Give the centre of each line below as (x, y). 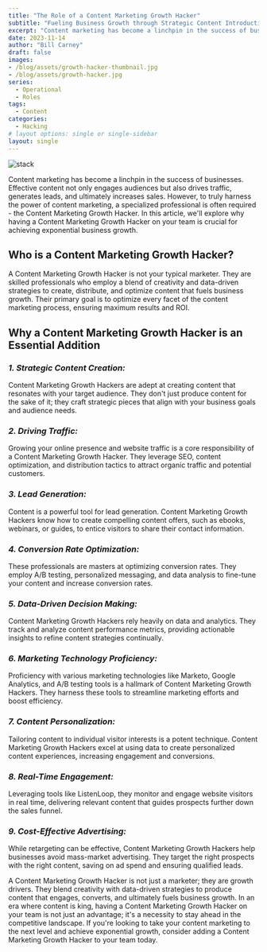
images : (21, 60)
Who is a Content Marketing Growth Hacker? (121, 255)
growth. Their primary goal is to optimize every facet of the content (118, 300)
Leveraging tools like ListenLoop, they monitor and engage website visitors (131, 794)
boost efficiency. (36, 701)
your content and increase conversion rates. (81, 583)
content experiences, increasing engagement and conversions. (112, 756)
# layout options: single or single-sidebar (83, 134)
